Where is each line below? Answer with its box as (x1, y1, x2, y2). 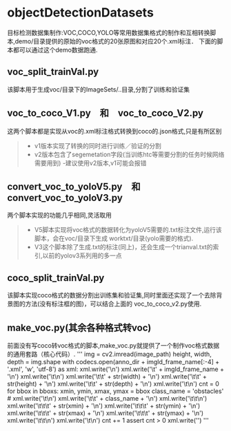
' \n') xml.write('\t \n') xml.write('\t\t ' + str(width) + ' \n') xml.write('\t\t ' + (7, 372, 207, 380)
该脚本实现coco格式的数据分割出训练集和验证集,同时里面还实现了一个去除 (7, 291, 217, 299)
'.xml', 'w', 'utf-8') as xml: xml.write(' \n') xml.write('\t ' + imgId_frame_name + (7, 365, 224, 373)
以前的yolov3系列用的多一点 (42, 251, 122, 260)
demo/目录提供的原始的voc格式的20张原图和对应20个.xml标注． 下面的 (14, 36, 217, 45)
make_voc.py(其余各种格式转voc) (7, 322, 152, 333)
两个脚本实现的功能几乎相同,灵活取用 (7, 211, 112, 220)
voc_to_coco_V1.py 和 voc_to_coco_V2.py (7, 107, 203, 119)
